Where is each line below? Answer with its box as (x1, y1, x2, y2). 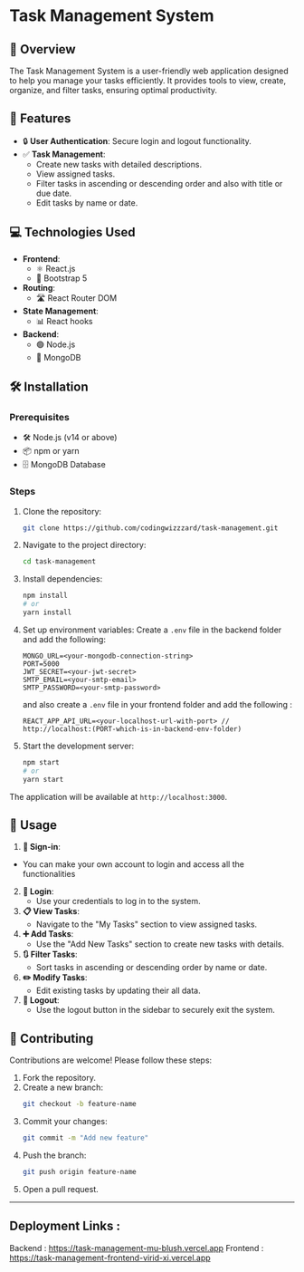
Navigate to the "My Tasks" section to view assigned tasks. (35, 919, 258, 930)
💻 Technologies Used (9, 225, 136, 240)
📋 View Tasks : (22, 906, 80, 917)
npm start (22, 757, 61, 766)
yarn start (22, 775, 64, 784)
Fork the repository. (22, 1073, 97, 1084)
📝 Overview (9, 42, 76, 57)
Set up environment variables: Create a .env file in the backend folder (22, 624, 282, 635)
